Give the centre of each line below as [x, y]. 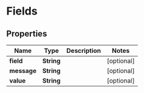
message [23, 71]
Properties [27, 34]
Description [84, 51]
